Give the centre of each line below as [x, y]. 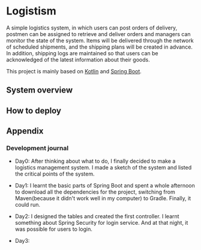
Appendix [25, 131]
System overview [40, 90]
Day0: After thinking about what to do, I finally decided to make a [95, 161]
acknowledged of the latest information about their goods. [78, 59]
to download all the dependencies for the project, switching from [95, 192]
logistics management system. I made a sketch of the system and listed [103, 168]
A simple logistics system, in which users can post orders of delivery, [92, 28]
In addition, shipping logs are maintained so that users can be [82, 53]
